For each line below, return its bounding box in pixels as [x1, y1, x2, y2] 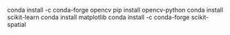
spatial [7, 21, 26, 28]
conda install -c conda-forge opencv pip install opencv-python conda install [7, 6, 223, 14]
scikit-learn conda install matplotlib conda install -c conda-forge [7, 13, 190, 21]
